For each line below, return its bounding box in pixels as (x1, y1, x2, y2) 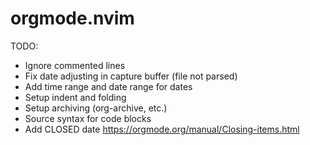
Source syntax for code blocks (24, 112, 152, 124)
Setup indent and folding (24, 91, 127, 103)
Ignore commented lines (24, 59, 126, 71)
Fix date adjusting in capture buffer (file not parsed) (24, 70, 238, 82)
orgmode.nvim (10, 7, 135, 30)
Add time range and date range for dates (24, 80, 193, 92)
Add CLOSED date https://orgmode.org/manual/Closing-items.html (24, 123, 300, 135)
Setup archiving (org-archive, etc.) (24, 102, 168, 114)
